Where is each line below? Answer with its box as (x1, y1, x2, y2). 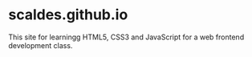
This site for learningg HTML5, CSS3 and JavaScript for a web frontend (8, 32, 245, 42)
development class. (8, 40, 73, 50)
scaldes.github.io (8, 6, 128, 24)
